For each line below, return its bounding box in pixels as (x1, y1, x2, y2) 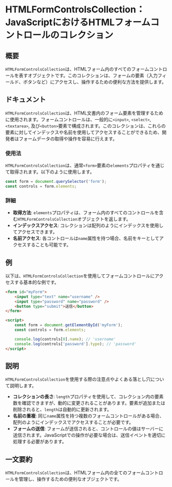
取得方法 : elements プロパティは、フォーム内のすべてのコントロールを (12, 210, 159, 216)
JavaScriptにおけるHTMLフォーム (5, 16, 150, 28)
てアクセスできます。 (12, 229, 58, 235)
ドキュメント (5, 95, 46, 104)
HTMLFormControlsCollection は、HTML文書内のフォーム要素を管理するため (5, 110, 163, 116)
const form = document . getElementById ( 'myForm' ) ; (14, 323, 123, 328)
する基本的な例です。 (14, 279, 59, 285)
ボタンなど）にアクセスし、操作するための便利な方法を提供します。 (23, 79, 167, 85)
